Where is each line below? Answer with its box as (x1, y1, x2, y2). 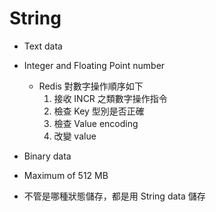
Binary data (23, 150, 72, 162)
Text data (23, 40, 63, 52)
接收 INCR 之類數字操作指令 (53, 92, 168, 104)
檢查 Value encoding (53, 117, 139, 129)
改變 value (53, 130, 97, 142)
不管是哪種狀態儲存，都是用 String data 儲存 (23, 190, 206, 202)
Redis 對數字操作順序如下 (38, 80, 144, 92)
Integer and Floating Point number (23, 59, 166, 71)
